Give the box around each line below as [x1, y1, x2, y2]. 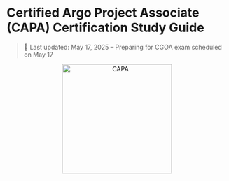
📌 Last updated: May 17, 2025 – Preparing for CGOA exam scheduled [23, 43, 222, 51]
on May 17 [23, 50, 54, 59]
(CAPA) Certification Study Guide [6, 20, 204, 36]
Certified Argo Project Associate [6, 5, 200, 21]
